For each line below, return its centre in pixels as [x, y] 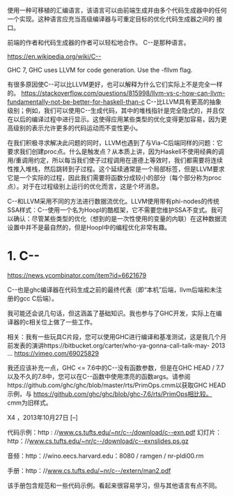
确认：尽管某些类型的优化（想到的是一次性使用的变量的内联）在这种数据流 [120, 219]
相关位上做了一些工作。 [62, 322]
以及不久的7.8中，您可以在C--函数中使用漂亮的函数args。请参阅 [99, 376]
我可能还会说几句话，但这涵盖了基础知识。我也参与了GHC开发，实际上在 [112, 313]
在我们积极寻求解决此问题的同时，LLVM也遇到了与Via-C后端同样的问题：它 [115, 143]
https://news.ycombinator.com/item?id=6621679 [77, 275]
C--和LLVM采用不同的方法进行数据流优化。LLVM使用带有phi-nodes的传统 [113, 201]
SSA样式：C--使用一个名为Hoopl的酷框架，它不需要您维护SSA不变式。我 [112, 210]
